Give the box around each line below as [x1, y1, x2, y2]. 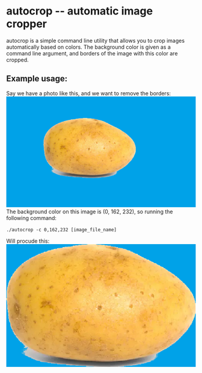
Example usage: [6, 74, 68, 84]
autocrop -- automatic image [6, 4, 153, 18]
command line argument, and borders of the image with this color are [6, 49, 179, 57]
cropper [6, 17, 47, 31]
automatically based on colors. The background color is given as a [6, 43, 171, 51]
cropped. [6, 56, 29, 63]
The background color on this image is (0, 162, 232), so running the [6, 208, 173, 215]
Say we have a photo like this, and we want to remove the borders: [6, 89, 171, 97]
